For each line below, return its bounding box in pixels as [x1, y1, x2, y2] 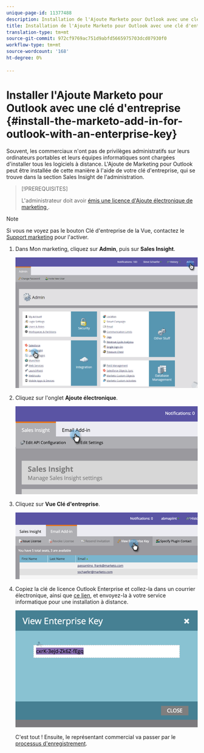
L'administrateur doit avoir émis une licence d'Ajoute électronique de [21, 197, 193, 204]
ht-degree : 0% [6, 55, 42, 61]
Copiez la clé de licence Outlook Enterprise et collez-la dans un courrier [15, 585, 195, 592]
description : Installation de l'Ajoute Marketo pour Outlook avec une [6, 16, 189, 23]
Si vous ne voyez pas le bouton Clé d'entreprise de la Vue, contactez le [6, 227, 185, 234]
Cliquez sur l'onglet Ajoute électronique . [15, 394, 118, 401]
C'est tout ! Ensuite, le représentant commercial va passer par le [15, 734, 176, 741]
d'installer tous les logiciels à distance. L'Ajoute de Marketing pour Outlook [6, 160, 193, 168]
